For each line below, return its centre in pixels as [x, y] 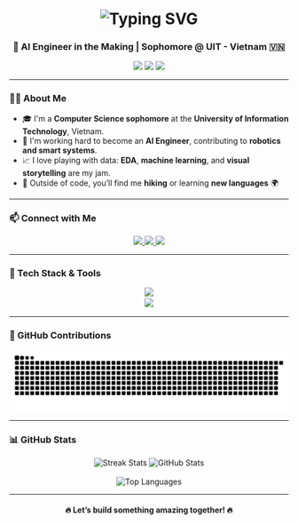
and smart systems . [59, 150]
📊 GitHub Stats [43, 440]
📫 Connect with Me [53, 218]
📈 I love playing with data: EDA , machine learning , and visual [136, 160]
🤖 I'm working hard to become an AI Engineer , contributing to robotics [151, 140]
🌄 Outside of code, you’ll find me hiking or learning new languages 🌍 [150, 183]
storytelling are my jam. [66, 172]
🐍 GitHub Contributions [60, 336]
